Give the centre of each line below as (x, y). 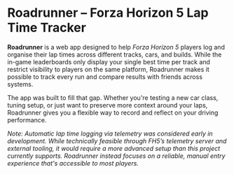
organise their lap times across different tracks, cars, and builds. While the (115, 55)
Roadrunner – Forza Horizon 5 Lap (108, 13)
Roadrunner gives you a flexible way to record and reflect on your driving (113, 113)
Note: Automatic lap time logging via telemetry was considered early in (110, 133)
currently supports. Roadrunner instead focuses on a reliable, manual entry (116, 156)
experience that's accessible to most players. (73, 163)
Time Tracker (47, 28)
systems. (20, 84)
